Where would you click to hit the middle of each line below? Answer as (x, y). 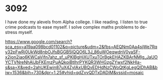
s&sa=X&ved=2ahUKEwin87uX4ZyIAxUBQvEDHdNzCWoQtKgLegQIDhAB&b (81, 67)
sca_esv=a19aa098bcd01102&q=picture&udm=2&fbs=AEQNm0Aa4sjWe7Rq (81, 47)
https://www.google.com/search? (39, 41)
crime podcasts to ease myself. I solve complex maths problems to (72, 27)
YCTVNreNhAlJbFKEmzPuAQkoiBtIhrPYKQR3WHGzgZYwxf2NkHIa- (73, 62)
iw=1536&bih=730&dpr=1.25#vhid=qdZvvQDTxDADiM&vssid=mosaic (74, 72)
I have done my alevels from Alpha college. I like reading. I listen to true (76, 22)
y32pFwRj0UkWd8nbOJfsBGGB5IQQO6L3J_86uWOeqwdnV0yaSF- (73, 52)
